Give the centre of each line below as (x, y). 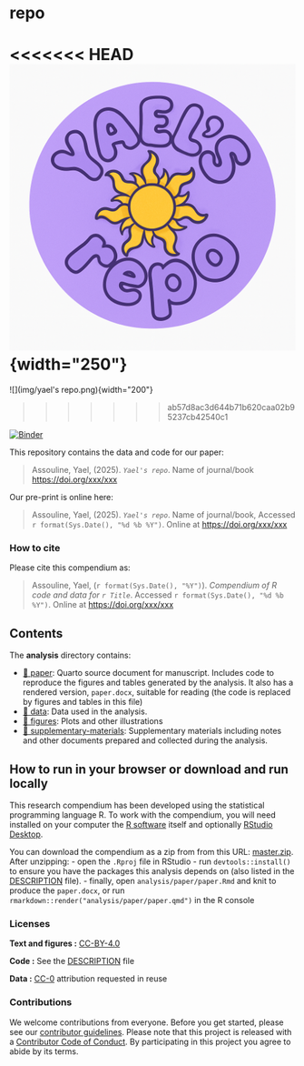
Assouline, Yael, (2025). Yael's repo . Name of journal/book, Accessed (163, 515)
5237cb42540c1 (198, 417)
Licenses (30, 923)
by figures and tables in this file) (83, 702)
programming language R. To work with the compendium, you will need (143, 815)
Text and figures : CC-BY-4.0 (65, 943)
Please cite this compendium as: (70, 568)
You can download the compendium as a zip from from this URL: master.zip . (152, 852)
